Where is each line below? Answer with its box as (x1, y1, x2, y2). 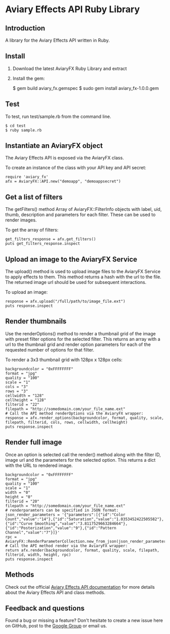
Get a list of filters (5, 193, 63, 201)
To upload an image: (5, 289, 48, 295)
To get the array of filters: (5, 227, 59, 233)
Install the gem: (12, 75, 45, 81)
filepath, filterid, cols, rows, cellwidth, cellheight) (5, 420, 128, 425)
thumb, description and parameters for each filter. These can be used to (5, 212, 156, 218)
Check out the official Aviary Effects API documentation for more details (5, 584, 155, 590)
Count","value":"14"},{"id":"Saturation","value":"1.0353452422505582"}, (5, 517, 164, 522)
